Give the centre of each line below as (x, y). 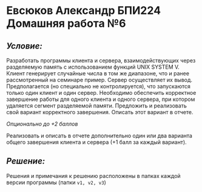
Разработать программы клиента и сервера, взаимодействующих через (101, 60)
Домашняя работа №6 (66, 23)
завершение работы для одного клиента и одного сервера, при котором (101, 99)
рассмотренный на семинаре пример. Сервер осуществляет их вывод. (99, 80)
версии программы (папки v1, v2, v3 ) (56, 182)
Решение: (26, 161)
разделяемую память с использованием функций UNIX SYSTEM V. (93, 67)
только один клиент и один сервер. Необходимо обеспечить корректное (101, 93)
